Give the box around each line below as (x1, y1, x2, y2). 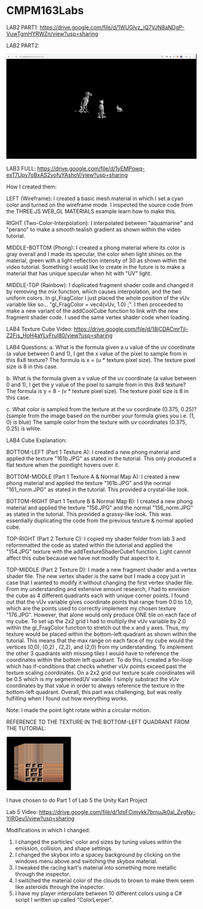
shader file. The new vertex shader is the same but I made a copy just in (6, 572, 185, 580)
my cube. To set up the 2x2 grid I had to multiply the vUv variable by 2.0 (6, 617, 186, 624)
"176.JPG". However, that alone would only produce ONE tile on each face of (6, 611, 197, 618)
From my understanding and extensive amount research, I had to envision (6, 585, 190, 592)
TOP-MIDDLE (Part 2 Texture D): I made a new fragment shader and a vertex (6, 566, 197, 573)
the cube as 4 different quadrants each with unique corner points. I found (6, 592, 189, 599)
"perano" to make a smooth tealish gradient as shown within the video (6, 225, 181, 233)
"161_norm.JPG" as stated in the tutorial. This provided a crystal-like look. (6, 486, 189, 493)
